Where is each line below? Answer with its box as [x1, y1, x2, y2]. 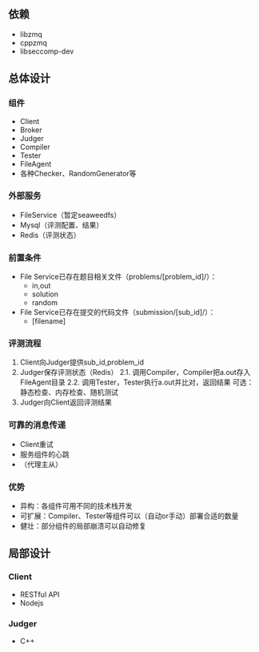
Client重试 [19, 439, 54, 449]
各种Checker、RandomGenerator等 [19, 168, 137, 178]
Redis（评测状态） [19, 230, 82, 239]
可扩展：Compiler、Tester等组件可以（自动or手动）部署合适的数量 [19, 511, 239, 521]
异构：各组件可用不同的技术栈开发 [19, 501, 133, 510]
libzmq [19, 29, 42, 38]
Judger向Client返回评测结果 [19, 397, 112, 407]
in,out [31, 281, 51, 291]
